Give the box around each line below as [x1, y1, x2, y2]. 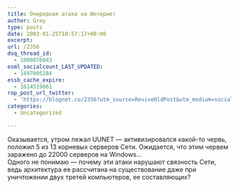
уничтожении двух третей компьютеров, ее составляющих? [7, 172, 191, 181]
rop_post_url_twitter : [7, 89, 75, 96]
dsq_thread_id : [7, 50, 53, 57]
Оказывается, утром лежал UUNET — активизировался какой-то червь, [7, 135, 228, 143]
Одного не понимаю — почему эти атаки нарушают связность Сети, [7, 157, 217, 166]
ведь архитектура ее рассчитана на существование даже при [7, 165, 197, 174]
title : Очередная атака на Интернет [7, 10, 116, 18]
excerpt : [7, 37, 33, 44]
